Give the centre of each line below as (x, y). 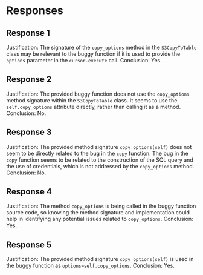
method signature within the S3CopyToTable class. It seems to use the (92, 100)
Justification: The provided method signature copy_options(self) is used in (100, 259)
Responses (35, 11)
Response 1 (28, 33)
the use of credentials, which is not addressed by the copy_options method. (100, 166)
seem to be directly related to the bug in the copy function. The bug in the (97, 153)
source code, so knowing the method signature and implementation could (98, 213)
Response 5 (29, 244)
